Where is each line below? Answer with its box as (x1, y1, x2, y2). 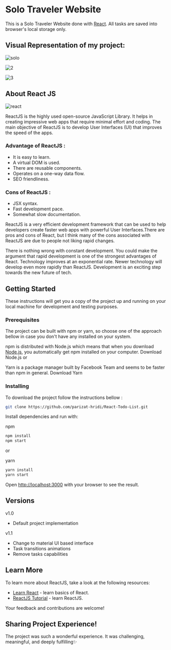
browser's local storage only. (5, 26, 67, 32)
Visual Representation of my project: (5, 41, 125, 50)
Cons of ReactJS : (5, 189, 51, 196)
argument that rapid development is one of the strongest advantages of (5, 253, 157, 259)
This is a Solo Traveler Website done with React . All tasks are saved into (5, 21, 158, 27)
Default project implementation (12, 520, 79, 526)
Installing (5, 383, 29, 390)
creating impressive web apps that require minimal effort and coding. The (5, 118, 161, 124)
